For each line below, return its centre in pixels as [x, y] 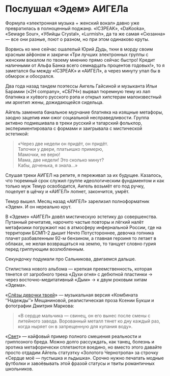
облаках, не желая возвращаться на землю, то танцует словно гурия [81, 244]
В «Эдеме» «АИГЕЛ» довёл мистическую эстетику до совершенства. [81, 217]
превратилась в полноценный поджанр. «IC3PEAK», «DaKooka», [76, 28]
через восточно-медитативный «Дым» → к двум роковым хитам [76, 279]
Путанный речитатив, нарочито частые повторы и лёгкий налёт [75, 222]
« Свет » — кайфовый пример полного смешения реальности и [73, 336]
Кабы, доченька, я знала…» [48, 165]
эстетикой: [17, 133]
